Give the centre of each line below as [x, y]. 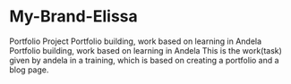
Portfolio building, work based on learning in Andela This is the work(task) [145, 50]
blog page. [29, 70]
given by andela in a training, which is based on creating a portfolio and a [144, 60]
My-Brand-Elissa [74, 17]
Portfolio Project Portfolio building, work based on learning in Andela [136, 41]
